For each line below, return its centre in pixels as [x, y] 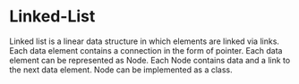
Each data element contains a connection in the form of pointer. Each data [146, 50]
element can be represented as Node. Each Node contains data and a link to [150, 60]
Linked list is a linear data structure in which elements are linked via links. [145, 41]
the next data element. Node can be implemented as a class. [121, 70]
